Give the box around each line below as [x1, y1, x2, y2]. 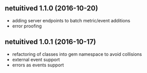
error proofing [12, 23, 42, 29]
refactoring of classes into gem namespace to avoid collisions [12, 51, 142, 57]
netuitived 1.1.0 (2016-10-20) [5, 4, 98, 13]
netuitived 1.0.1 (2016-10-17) [5, 38, 96, 46]
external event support [12, 56, 60, 62]
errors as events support [12, 62, 64, 68]
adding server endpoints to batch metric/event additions [12, 17, 131, 23]
